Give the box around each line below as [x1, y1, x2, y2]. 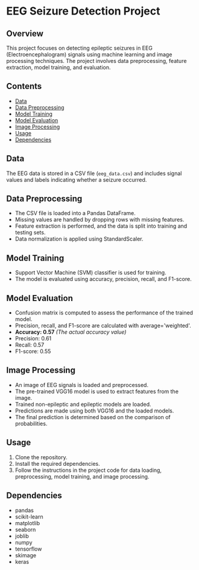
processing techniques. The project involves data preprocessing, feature [6, 58, 187, 64]
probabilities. [14, 420, 48, 427]
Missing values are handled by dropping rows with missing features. [14, 216, 185, 224]
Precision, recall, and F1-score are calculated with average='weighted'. [14, 322, 191, 330]
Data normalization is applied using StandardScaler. [14, 235, 144, 243]
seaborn [14, 526, 36, 533]
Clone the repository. [14, 453, 68, 461]
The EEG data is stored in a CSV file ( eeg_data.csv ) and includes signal [6, 170, 182, 177]
